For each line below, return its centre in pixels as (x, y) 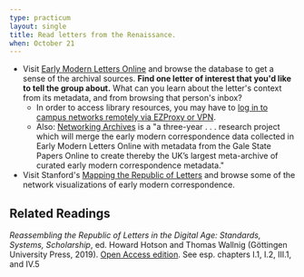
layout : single (38, 26)
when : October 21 (42, 43)
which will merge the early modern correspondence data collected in (165, 136)
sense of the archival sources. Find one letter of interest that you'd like (157, 79)
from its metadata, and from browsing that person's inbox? (132, 98)
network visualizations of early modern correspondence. (129, 185)
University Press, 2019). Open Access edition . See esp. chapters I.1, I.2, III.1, (151, 254)
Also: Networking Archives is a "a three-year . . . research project (158, 127)
